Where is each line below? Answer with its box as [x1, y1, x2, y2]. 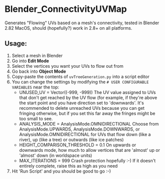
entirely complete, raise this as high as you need [19, 163, 118, 169]
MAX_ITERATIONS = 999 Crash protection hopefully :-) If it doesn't [19, 157, 156, 164]
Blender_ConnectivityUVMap [4, 3, 127, 15]
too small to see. [19, 115, 53, 122]
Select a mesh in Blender [11, 52, 63, 58]
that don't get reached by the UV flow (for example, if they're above [19, 94, 158, 100]
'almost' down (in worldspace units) [19, 152, 92, 158]
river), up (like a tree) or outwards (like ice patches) [19, 136, 124, 142]
